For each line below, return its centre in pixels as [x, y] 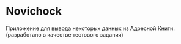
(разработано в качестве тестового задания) [65, 34]
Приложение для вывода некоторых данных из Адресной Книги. [90, 28]
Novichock [34, 11]
